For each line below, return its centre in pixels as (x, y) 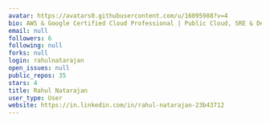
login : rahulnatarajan (46, 61)
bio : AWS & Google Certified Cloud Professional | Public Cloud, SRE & (131, 23)
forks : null (28, 53)
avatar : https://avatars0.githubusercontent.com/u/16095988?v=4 (118, 16)
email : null (28, 31)
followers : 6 (30, 38)
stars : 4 (23, 83)
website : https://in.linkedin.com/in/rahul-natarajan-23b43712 (117, 105)
